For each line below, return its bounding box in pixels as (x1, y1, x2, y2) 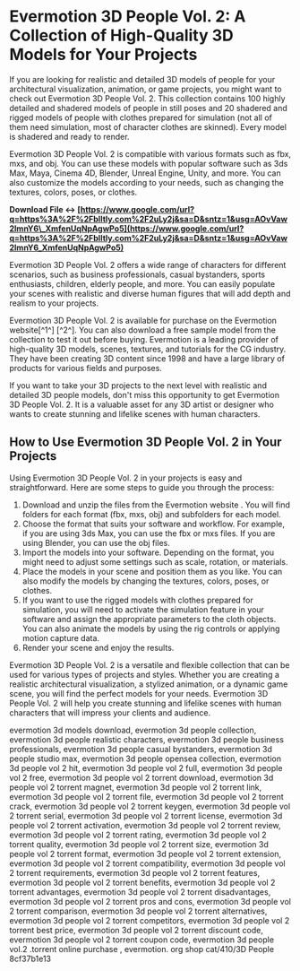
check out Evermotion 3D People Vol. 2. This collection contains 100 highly (9, 92, 286, 104)
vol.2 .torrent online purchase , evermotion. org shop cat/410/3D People (9, 943, 275, 954)
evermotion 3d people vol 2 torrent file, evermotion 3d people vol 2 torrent (9, 791, 284, 802)
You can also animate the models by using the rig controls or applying (21, 623, 280, 634)
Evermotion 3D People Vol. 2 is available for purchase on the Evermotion (9, 315, 278, 325)
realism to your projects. (9, 298, 99, 308)
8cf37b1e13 (9, 953, 52, 964)
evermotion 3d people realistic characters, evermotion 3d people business (9, 733, 285, 745)
